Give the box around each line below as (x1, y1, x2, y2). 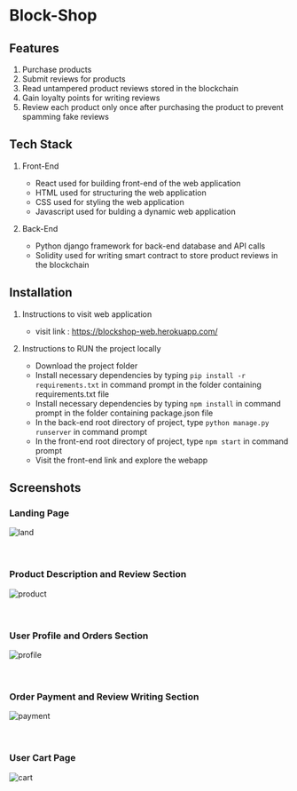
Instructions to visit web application (21, 308, 152, 320)
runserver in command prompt (35, 426, 148, 437)
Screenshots (9, 480, 82, 495)
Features (9, 41, 59, 56)
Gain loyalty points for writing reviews (21, 92, 160, 103)
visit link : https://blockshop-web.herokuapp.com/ (35, 326, 218, 336)
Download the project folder (35, 360, 138, 371)
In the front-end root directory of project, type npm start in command (35, 436, 289, 447)
